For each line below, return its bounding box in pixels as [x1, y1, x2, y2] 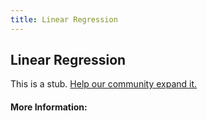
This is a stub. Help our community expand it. [10, 78, 198, 90]
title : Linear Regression [10, 14, 118, 25]
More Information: [10, 101, 88, 113]
